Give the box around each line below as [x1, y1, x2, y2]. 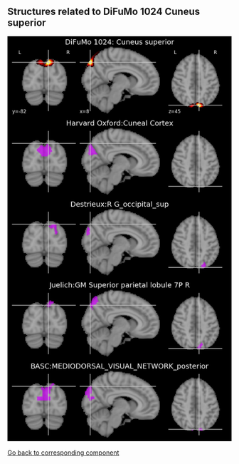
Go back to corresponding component [7, 448, 119, 457]
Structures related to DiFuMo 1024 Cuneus [7, 6, 201, 18]
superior [7, 17, 46, 29]
